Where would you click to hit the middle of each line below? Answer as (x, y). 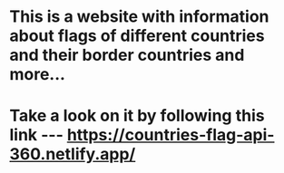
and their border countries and (127, 55)
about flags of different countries (137, 36)
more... (38, 75)
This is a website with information (139, 17)
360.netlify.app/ (73, 154)
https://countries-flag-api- (171, 135)
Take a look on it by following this (137, 116)
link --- (36, 135)
